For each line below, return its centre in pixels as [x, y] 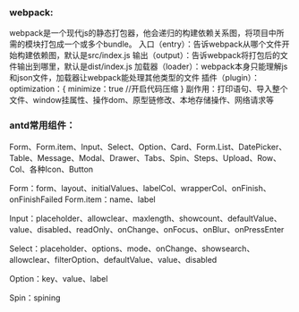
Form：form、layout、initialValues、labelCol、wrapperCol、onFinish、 [140, 188]
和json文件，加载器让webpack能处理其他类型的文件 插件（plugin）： [135, 78]
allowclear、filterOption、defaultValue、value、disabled [113, 259]
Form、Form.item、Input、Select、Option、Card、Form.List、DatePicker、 [148, 147]
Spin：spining [35, 298]
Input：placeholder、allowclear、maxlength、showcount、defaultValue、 [145, 218]
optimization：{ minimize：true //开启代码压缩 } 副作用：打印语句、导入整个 [149, 89]
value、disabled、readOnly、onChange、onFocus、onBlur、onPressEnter [147, 229]
